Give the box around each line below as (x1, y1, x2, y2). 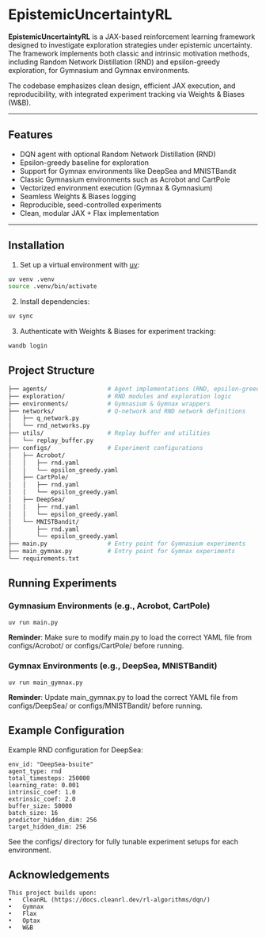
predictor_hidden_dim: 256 (8, 816, 97, 824)
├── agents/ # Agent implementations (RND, (8, 385, 211, 393)
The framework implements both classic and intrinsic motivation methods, (8, 48, 250, 58)
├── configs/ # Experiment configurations (8, 444, 203, 452)
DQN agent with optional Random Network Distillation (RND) (19, 149, 216, 159)
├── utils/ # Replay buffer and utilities (8, 429, 211, 437)
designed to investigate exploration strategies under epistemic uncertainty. (8, 40, 253, 49)
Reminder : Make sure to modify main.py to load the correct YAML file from (8, 632, 252, 642)
